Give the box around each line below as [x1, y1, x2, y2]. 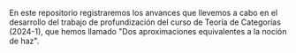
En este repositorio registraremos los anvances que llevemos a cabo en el [9, 8, 278, 18]
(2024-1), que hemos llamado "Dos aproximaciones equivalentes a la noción [9, 26, 287, 36]
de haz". [9, 35, 40, 46]
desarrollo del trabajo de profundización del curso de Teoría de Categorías [9, 17, 281, 27]
